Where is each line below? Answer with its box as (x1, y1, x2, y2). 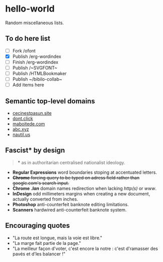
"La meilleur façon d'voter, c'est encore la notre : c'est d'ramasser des (12, 245, 158, 251)
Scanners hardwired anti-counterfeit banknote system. (12, 207, 127, 213)
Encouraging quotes (5, 221, 70, 230)
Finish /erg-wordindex (12, 59, 59, 65)
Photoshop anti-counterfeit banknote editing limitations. (12, 201, 129, 207)
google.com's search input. (12, 180, 69, 186)
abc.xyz (12, 126, 29, 132)
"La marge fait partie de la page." (12, 240, 81, 246)
